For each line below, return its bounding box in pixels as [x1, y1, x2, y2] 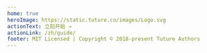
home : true [7, 10, 39, 17]
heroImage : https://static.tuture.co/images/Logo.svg [7, 17, 167, 23]
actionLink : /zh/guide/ [7, 29, 76, 36]
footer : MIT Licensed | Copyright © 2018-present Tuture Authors [7, 36, 200, 43]
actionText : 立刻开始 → [7, 23, 72, 30]
